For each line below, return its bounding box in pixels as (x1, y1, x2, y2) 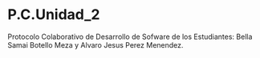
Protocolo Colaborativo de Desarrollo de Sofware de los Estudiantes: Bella (7, 32, 253, 41)
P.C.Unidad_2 (7, 6, 100, 24)
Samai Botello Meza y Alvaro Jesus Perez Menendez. (7, 40, 184, 49)
